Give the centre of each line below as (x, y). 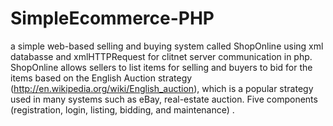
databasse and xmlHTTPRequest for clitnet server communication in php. (161, 56)
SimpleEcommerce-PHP (112, 18)
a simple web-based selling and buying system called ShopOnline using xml (167, 46)
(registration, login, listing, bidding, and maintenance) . (122, 109)
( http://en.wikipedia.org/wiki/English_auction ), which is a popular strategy (162, 88)
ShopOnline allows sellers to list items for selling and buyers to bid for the (161, 67)
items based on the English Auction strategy (101, 78)
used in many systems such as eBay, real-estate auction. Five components (164, 99)
